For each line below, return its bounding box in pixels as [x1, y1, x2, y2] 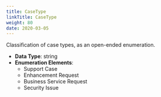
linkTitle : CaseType [6, 14, 57, 20]
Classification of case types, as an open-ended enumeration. [6, 41, 156, 48]
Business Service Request [23, 78, 88, 85]
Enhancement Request [23, 72, 79, 79]
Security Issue [23, 84, 59, 92]
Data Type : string [14, 53, 58, 60]
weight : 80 [6, 20, 33, 25]
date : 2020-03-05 [6, 25, 49, 31]
